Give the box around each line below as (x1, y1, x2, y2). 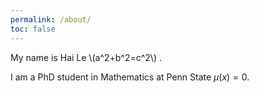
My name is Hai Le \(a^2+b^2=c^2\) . (10, 51, 162, 63)
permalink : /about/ (10, 14, 92, 25)
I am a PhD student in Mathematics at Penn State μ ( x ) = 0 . (10, 71, 250, 83)
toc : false (10, 24, 56, 34)
